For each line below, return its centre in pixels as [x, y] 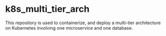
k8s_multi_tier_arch [47, 9]
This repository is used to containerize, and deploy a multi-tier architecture [83, 23]
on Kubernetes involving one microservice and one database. [69, 28]
